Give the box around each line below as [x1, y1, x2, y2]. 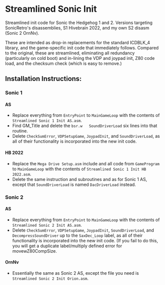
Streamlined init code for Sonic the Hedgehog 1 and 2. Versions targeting [5, 20, 153, 26]
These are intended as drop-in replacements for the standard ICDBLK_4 [5, 39, 150, 45]
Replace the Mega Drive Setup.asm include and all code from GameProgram [12, 160, 160, 166]
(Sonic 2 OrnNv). [5, 30, 39, 36]
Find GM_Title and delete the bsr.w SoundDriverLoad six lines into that [12, 123, 158, 129]
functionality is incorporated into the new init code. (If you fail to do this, [12, 237, 158, 243]
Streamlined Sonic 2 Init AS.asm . [12, 222, 82, 228]
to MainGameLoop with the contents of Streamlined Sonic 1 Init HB [12, 166, 146, 172]
